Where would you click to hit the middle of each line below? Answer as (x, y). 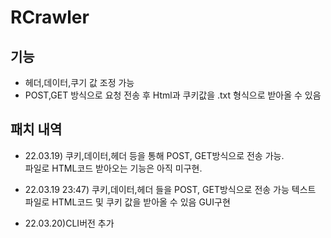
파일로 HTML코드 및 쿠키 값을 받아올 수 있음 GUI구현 (127, 202)
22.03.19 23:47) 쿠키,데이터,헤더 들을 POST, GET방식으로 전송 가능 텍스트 (170, 189)
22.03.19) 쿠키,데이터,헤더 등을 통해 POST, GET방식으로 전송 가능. (154, 155)
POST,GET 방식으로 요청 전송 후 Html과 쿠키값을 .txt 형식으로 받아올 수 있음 (173, 95)
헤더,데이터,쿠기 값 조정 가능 (79, 82)
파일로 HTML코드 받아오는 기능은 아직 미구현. (113, 168)
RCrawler (50, 17)
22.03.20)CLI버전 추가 (69, 223)
